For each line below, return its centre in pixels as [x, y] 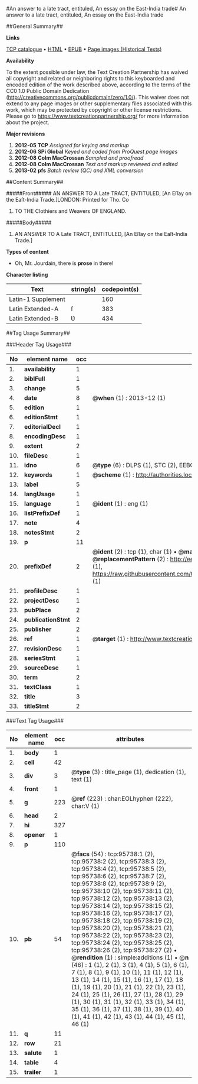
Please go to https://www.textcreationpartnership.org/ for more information [98, 116]
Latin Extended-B [34, 318]
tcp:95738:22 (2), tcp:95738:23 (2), [122, 935]
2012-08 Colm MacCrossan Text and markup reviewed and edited [96, 164]
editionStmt [41, 417]
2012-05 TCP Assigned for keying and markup [72, 145]
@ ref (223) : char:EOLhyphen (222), [122, 799]
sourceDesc [42, 668]
